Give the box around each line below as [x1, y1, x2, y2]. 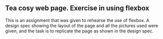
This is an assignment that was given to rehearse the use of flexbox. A [5, 17, 150, 23]
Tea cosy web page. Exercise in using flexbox [5, 4, 150, 12]
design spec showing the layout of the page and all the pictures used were [5, 22, 159, 28]
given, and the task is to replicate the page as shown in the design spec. [5, 27, 154, 34]
